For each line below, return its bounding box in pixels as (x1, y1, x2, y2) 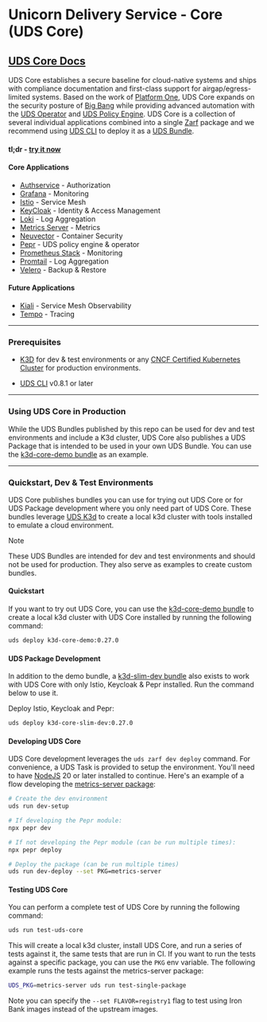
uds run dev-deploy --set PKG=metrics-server (8, 867, 161, 875)
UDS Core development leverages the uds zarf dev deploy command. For (8, 754, 251, 764)
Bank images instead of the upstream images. (8, 1004, 159, 1014)
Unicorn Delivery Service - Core (8, 6, 223, 24)
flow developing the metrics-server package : (8, 779, 157, 789)
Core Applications (8, 163, 70, 172)
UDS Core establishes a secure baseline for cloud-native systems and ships (8, 76, 257, 84)
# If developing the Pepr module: (8, 816, 123, 824)
